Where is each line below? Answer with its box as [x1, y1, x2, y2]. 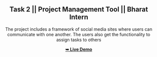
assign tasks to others [56, 37, 102, 43]
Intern [69, 13, 89, 21]
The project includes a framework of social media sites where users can [5, 26, 153, 32]
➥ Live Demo [65, 46, 93, 52]
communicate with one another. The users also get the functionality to [7, 31, 151, 37]
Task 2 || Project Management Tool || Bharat [9, 5, 148, 14]
